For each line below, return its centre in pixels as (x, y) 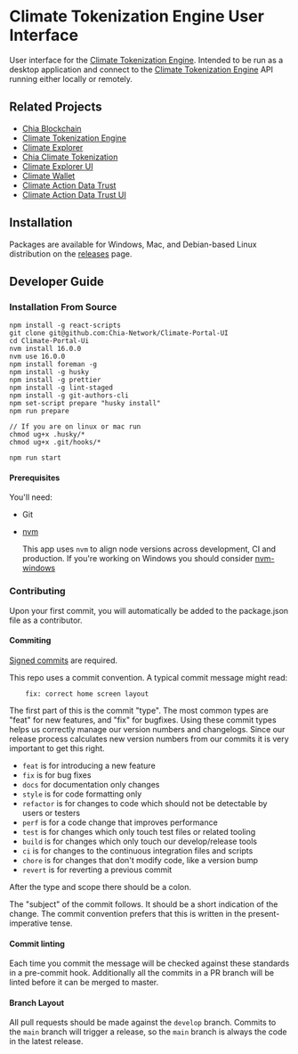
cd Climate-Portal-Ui (49, 341)
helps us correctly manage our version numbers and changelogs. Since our (147, 729)
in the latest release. (46, 1042)
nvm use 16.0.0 (37, 357)
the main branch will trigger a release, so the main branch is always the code (148, 1032)
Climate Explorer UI (57, 166)
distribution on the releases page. (71, 253)
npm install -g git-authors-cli (69, 396)
